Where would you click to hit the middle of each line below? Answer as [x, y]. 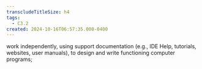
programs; [19, 59]
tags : [13, 18]
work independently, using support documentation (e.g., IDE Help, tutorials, [102, 46]
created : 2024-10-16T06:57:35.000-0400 [57, 29]
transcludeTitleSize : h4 [38, 12]
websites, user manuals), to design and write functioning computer [91, 53]
